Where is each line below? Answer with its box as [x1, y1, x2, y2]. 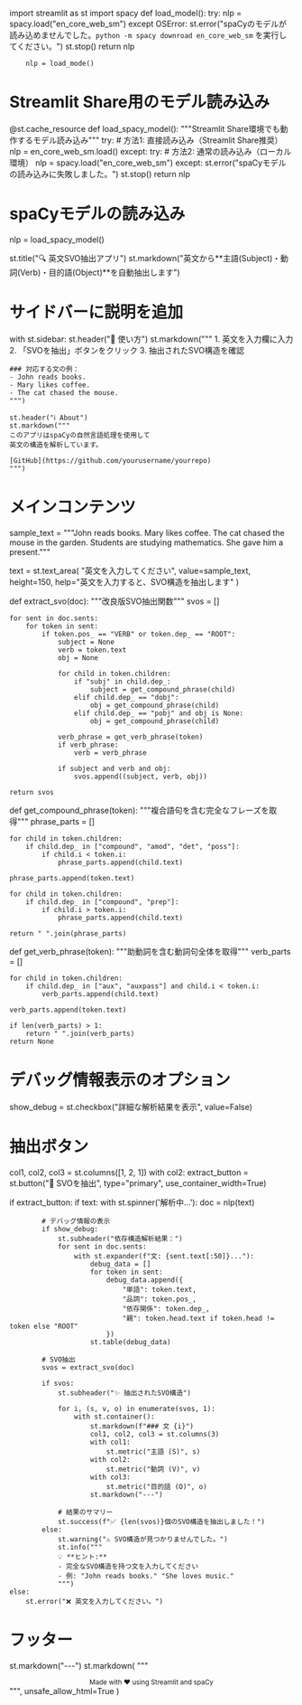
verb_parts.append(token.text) [9, 1005, 127, 1014]
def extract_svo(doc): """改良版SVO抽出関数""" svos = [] [9, 596, 220, 607]
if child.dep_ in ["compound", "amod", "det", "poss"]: [25, 842, 241, 851]
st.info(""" [57, 1542, 103, 1551]
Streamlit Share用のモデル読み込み [9, 92, 270, 112]
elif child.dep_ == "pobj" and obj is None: [73, 709, 244, 718]
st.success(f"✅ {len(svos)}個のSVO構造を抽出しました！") [57, 1517, 266, 1526]
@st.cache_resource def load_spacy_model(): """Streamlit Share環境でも [9, 123, 281, 134]
